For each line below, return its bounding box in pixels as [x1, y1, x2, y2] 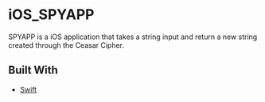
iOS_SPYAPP [8, 6, 95, 24]
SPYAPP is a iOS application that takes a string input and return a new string [8, 32, 258, 41]
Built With [8, 64, 58, 77]
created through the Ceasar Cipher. [8, 40, 125, 49]
